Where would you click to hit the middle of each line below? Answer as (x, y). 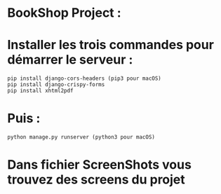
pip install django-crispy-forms (56, 85)
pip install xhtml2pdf (40, 91)
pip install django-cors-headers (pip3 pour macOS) (84, 78)
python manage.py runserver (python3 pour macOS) (81, 137)
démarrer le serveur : (70, 60)
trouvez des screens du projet (96, 180)
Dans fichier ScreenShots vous (99, 165)
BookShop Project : (64, 13)
